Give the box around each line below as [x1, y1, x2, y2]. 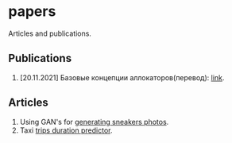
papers [8, 2, 56, 21]
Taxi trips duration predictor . [19, 126, 113, 135]
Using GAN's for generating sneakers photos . [19, 117, 169, 126]
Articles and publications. [8, 29, 91, 38]
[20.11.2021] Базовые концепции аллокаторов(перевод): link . [19, 72, 225, 82]
